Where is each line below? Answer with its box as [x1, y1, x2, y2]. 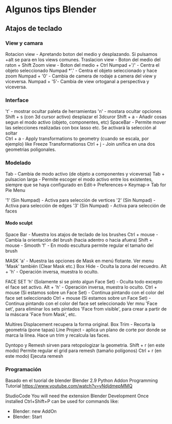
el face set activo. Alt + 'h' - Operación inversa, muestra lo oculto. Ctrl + [5, 284, 157, 290]
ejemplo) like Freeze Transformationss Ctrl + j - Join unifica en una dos [5, 141, 155, 147]
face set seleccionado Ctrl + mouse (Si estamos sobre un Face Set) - [5, 295, 151, 301]
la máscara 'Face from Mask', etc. [5, 311, 77, 317]
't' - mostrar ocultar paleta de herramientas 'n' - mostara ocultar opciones [5, 108, 162, 114]
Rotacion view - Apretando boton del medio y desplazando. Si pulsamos [5, 51, 158, 57]
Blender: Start [12, 413, 42, 419]
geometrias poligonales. [5, 146, 56, 152]
